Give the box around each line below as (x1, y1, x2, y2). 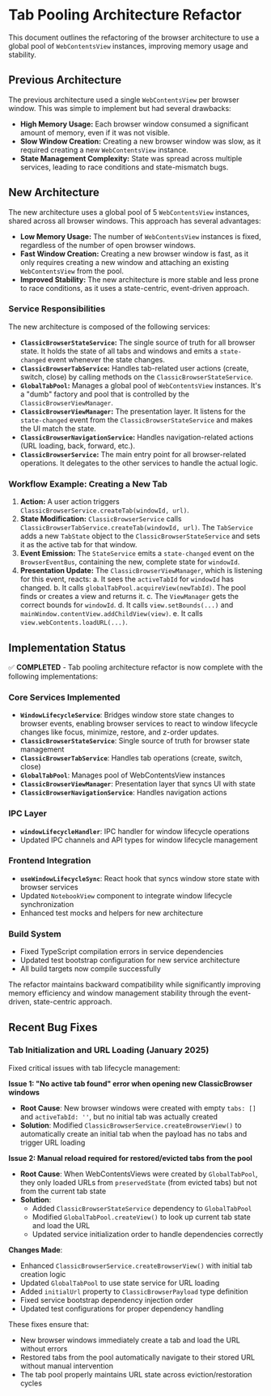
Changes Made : (8, 1244, 63, 1254)
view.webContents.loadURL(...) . (19, 618, 128, 627)
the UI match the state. (19, 423, 97, 433)
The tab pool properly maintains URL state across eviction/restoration (19, 1369, 252, 1379)
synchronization (19, 899, 74, 909)
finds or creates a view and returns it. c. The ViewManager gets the (19, 592, 239, 602)
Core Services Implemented (8, 692, 121, 703)
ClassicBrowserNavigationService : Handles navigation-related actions (19, 432, 254, 442)
